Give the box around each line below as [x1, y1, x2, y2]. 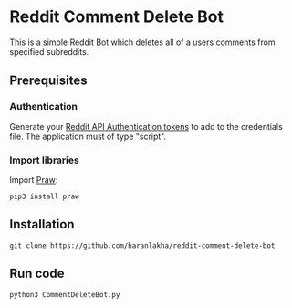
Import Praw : [9, 174, 58, 185]
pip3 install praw [9, 192, 79, 201]
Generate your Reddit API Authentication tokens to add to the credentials [9, 121, 283, 132]
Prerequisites [9, 73, 88, 89]
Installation [9, 217, 75, 232]
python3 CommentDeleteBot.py [9, 290, 120, 299]
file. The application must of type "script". [9, 131, 167, 142]
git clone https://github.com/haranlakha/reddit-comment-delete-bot [9, 240, 276, 250]
